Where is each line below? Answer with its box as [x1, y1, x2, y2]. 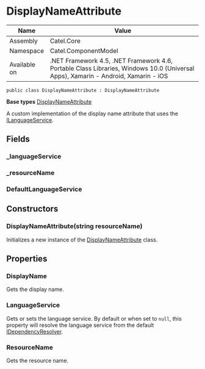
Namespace [9, 46, 45, 55]
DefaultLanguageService [6, 185, 82, 193]
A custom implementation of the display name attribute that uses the [6, 110, 179, 117]
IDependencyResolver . [6, 328, 63, 335]
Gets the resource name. [6, 357, 69, 364]
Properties [6, 254, 48, 264]
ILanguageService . [6, 116, 54, 123]
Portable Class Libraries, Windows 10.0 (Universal [49, 64, 195, 73]
